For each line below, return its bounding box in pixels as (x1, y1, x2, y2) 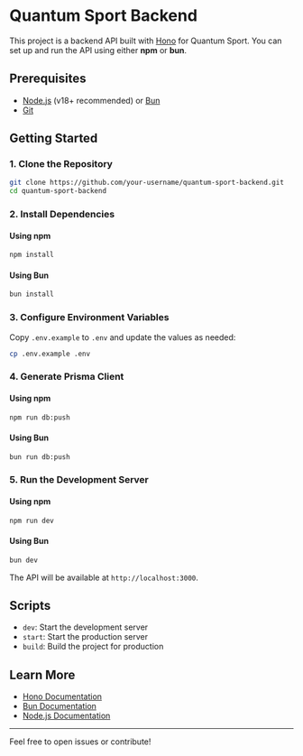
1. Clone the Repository (9, 158, 113, 171)
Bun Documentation (22, 701, 97, 712)
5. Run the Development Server (9, 474, 149, 486)
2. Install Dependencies (9, 208, 115, 221)
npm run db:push (9, 412, 70, 422)
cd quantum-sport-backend (9, 187, 106, 196)
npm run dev (9, 516, 54, 525)
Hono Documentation (22, 691, 102, 702)
